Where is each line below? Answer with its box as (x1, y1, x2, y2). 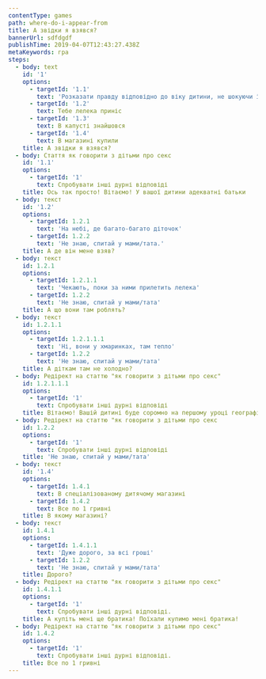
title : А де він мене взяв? (22, 247, 115, 255)
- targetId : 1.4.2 (28, 497, 90, 505)
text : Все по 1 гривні (36, 504, 112, 513)
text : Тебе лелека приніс (36, 108, 123, 116)
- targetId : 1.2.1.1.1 (28, 336, 104, 343)
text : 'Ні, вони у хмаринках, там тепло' (36, 343, 176, 351)
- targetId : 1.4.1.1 (28, 541, 97, 549)
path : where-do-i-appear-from (8, 19, 108, 27)
